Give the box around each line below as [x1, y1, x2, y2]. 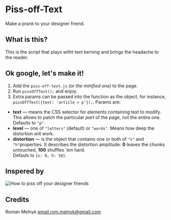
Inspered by [5, 167, 44, 176]
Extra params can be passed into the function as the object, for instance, [12, 93, 166, 100]
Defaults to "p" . [12, 119, 45, 126]
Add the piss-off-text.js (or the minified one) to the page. [12, 83, 138, 89]
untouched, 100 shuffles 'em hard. [12, 146, 86, 153]
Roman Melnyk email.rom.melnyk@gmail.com [5, 209, 101, 215]
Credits [5, 195, 30, 204]
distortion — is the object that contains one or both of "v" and [12, 136, 144, 142]
